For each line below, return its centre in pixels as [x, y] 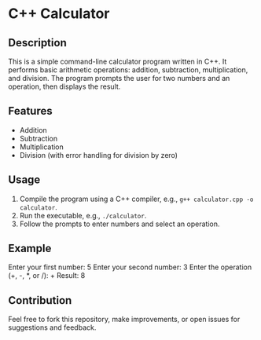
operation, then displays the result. [64, 86]
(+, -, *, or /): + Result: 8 [47, 276]
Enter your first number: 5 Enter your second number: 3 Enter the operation [130, 267]
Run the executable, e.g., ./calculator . [83, 215]
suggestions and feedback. [52, 327]
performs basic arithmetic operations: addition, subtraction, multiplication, [128, 70]
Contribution [40, 300]
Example [30, 249]
